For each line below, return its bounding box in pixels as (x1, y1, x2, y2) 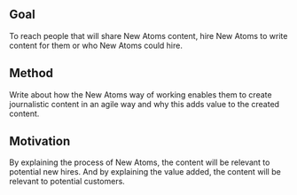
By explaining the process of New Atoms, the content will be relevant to (9, 157, 270, 168)
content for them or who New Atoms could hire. (9, 40, 184, 51)
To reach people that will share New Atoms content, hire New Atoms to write (9, 30, 288, 41)
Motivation (9, 134, 71, 149)
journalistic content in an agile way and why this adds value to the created (9, 98, 280, 109)
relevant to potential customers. (9, 176, 126, 187)
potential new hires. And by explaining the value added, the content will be (9, 167, 281, 177)
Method (9, 66, 54, 81)
